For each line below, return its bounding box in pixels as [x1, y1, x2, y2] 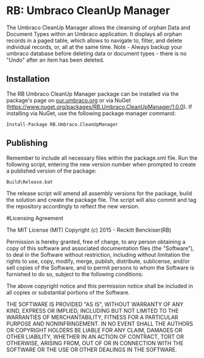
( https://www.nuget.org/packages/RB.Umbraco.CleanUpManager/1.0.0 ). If [6, 103, 192, 110]
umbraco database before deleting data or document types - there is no [6, 49, 187, 57]
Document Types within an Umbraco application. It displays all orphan [6, 30, 182, 37]
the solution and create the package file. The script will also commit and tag [6, 196, 197, 203]
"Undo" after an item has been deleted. [6, 56, 105, 63]
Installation [6, 74, 50, 84]
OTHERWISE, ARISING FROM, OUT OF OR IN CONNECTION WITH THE [6, 339, 184, 346]
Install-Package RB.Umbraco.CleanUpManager [6, 121, 119, 127]
